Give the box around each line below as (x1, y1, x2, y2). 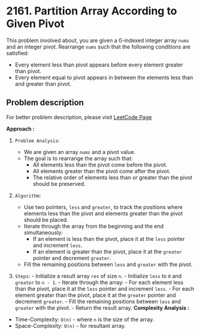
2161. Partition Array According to (6, 4, 178, 18)
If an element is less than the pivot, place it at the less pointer (32, 235, 185, 242)
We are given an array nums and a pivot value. (23, 148, 136, 155)
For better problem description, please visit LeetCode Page (6, 113, 152, 120)
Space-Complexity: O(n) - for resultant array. (14, 322, 126, 329)
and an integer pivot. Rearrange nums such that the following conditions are (6, 43, 191, 50)
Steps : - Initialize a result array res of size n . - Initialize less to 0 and (14, 272, 182, 279)
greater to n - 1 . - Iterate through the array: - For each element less (14, 279, 184, 286)
